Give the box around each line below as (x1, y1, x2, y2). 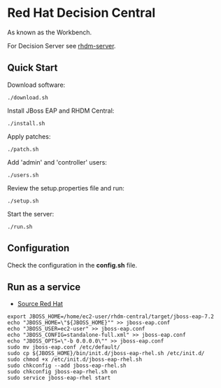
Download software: (7, 81, 66, 89)
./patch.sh (7, 146, 39, 153)
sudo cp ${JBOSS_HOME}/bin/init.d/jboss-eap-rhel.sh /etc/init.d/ (7, 350, 205, 357)
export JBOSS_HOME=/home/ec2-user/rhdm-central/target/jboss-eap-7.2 (7, 313, 215, 320)
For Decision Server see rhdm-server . (7, 41, 116, 50)
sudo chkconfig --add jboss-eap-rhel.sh (7, 362, 127, 369)
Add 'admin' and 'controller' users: (7, 158, 107, 166)
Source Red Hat (17, 300, 63, 308)
